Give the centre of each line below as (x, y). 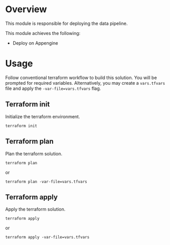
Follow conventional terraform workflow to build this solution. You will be (81, 78)
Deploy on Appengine (35, 43)
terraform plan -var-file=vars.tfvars (46, 182)
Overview (26, 9)
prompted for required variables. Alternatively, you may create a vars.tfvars (85, 83)
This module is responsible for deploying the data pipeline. (66, 23)
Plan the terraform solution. (34, 154)
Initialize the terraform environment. (43, 116)
